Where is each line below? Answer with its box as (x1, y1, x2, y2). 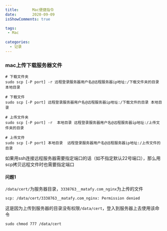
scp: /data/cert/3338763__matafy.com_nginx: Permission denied (5, 196, 140, 201)
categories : (5, 39, 30, 45)
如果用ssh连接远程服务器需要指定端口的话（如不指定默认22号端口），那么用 (5, 155, 161, 161)
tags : (5, 25, 17, 30)
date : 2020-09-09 (5, 12, 55, 17)
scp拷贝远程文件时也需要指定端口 (5, 161, 74, 167)
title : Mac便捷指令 (5, 7, 54, 12)
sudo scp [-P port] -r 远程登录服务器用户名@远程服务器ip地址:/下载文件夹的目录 (5, 79, 159, 85)
